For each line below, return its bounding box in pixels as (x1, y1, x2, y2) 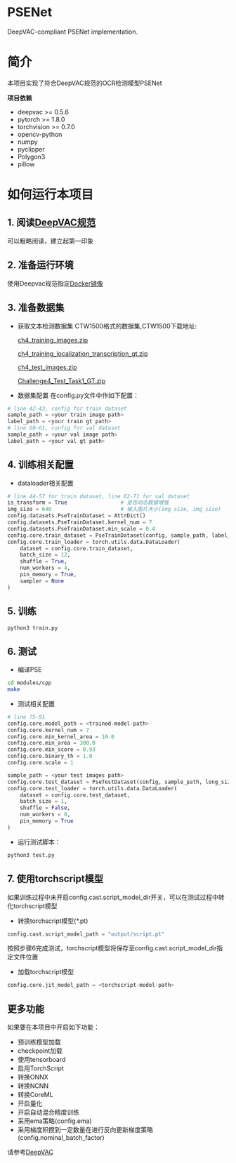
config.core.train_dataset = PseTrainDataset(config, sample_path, (7, 531, 209, 539)
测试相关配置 (17, 699, 55, 707)
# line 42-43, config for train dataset (7, 405, 128, 412)
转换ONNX (17, 1073, 49, 1082)
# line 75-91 (7, 713, 46, 720)
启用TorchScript (17, 1064, 65, 1072)
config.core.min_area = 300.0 (7, 740, 96, 747)
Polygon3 (17, 152, 46, 161)
